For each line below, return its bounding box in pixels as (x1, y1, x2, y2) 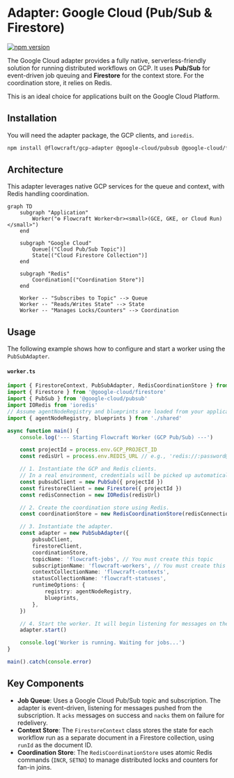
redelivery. (17, 718, 49, 727)
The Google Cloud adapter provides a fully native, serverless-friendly (7, 56, 207, 64)
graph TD (7, 203, 33, 210)
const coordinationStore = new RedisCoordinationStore (19, 511, 182, 518)
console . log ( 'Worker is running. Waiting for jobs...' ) (19, 639, 186, 647)
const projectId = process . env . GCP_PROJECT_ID (19, 446, 157, 453)
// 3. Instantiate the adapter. (19, 523, 114, 530)
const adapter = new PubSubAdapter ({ (19, 529, 130, 537)
